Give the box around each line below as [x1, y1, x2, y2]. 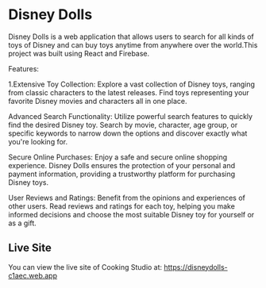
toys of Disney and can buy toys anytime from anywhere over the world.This [8, 40, 258, 49]
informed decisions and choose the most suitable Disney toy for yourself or [8, 209, 255, 219]
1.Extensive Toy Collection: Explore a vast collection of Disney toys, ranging [8, 79, 256, 89]
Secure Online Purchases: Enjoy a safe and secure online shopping [8, 152, 228, 162]
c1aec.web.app [8, 271, 58, 280]
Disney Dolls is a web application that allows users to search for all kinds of [8, 32, 254, 41]
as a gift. [8, 218, 37, 228]
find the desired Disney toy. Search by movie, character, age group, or [8, 120, 238, 129]
